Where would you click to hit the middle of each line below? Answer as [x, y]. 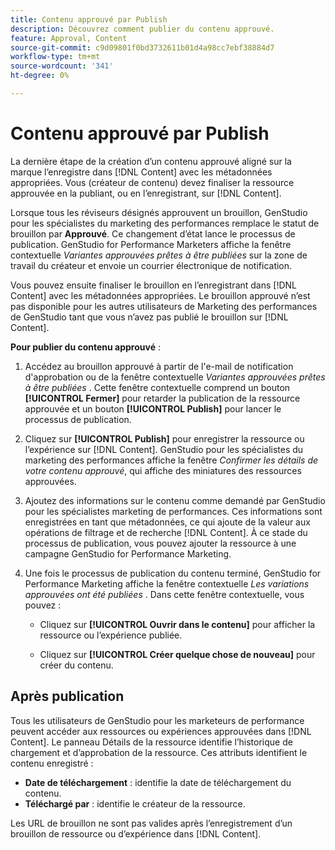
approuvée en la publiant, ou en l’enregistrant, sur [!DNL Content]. [146, 193]
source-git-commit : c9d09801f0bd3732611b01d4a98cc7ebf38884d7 [142, 47]
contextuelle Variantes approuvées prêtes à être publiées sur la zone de [159, 255]
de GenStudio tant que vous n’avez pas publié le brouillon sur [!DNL [149, 317]
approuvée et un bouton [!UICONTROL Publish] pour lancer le [153, 408]
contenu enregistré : [52, 763]
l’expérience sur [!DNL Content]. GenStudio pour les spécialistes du [164, 449]
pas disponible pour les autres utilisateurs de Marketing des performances [164, 306]
